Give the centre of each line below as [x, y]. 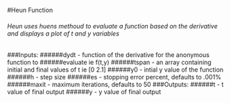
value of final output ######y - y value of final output [84, 92]
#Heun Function [30, 10]
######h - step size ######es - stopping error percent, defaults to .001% [114, 77]
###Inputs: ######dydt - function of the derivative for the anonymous [109, 55]
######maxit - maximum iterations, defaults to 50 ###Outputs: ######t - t [115, 85]
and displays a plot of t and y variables [63, 33]
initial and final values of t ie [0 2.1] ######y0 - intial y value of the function [115, 70]
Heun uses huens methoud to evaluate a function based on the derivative [112, 26]
